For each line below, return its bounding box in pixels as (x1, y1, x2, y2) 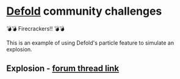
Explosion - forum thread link (6, 63, 120, 74)
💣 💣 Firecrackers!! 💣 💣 (6, 24, 65, 32)
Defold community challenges (6, 4, 162, 18)
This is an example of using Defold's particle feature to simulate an (6, 39, 175, 47)
